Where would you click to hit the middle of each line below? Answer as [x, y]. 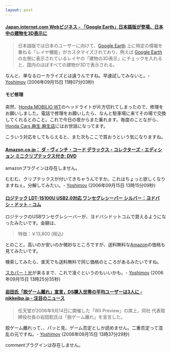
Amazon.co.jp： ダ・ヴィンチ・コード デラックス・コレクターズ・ [75, 149]
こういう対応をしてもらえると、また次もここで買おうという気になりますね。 [86, 137]
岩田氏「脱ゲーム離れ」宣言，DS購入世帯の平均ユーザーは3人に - [74, 292]
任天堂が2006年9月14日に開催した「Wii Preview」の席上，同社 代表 [89, 310]
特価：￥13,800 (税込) [41, 234]
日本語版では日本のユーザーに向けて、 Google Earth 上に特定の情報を [90, 45]
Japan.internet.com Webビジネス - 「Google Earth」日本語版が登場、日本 [84, 27]
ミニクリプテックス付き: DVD [46, 156]
